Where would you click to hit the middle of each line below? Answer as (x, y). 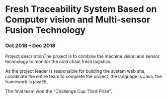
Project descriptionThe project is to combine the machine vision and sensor (83, 56)
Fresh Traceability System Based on (81, 9)
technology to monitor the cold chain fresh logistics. (58, 62)
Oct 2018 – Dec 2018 (30, 46)
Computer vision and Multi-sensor (78, 20)
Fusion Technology (45, 30)
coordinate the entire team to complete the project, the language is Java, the (83, 76)
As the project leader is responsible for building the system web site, (75, 71)
